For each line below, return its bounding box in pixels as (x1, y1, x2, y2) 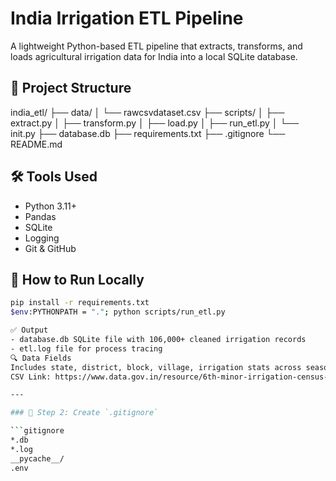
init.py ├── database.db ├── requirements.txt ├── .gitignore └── (10, 127, 286, 139)
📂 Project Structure (10, 80, 132, 97)
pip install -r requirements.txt (10, 298, 150, 308)
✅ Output (10, 325, 49, 336)
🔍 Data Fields (10, 353, 72, 363)
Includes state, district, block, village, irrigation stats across (10, 362, 302, 372)
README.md (10, 138, 63, 150)
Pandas (24, 210, 57, 222)
